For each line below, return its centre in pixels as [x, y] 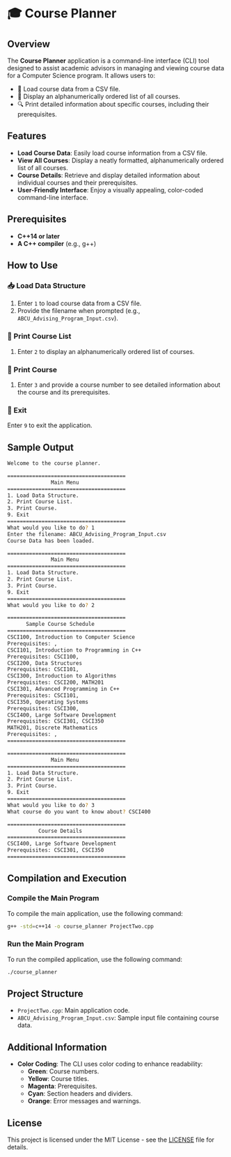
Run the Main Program [46, 944]
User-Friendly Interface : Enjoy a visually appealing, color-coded [110, 190]
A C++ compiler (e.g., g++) [57, 243]
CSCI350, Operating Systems [48, 702]
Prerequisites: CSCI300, [43, 708]
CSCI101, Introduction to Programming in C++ [74, 650]
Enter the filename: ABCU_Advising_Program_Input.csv [87, 534]
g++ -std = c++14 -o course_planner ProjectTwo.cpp [81, 926]
